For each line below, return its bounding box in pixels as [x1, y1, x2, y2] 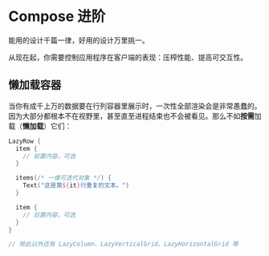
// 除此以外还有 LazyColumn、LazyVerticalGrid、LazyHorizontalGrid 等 [8, 240, 238, 249]
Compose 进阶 [8, 7, 106, 26]
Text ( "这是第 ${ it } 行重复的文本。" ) [22, 181, 130, 189]
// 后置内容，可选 [22, 210, 76, 219]
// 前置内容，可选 [22, 152, 76, 161]
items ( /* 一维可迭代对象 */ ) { [15, 174, 112, 182]
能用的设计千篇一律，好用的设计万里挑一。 [8, 35, 149, 45]
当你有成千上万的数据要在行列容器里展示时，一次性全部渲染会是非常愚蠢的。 [8, 101, 262, 111]
